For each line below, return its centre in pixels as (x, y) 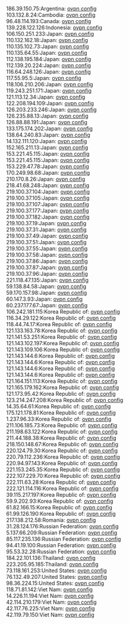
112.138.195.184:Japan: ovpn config (49, 59)
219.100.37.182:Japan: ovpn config (48, 217)
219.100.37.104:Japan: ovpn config (48, 192)
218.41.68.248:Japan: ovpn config (48, 185)
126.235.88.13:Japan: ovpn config (47, 116)
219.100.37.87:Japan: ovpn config (47, 267)
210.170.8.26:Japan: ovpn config (46, 179)
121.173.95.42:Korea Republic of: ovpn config (61, 394)
